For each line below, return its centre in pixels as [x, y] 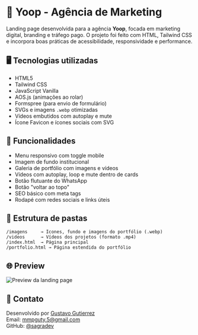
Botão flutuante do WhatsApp [51, 180]
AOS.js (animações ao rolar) [49, 97]
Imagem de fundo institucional [52, 162]
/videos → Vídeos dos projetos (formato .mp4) [71, 237]
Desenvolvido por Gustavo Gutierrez [51, 313]
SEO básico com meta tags [48, 193]
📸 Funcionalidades [41, 141]
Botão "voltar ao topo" [42, 187]
